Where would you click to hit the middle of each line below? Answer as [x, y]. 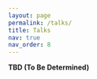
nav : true [24, 38]
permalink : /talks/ [40, 23]
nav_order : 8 [30, 45]
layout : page [30, 15]
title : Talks [30, 30]
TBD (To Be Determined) [48, 67]
